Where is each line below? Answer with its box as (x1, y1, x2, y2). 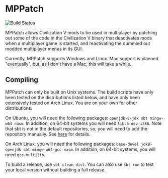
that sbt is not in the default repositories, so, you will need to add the (5, 125, 147, 131)
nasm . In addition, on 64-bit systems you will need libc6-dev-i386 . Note (14, 120, 162, 126)
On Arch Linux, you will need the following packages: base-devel (5, 141, 139, 147)
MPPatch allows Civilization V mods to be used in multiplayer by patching (5, 29, 157, 35)
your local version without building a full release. (5, 166, 106, 172)
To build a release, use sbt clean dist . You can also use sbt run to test (5, 161, 154, 167)
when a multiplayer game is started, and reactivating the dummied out (5, 40, 150, 46)
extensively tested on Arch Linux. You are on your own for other (5, 100, 137, 106)
